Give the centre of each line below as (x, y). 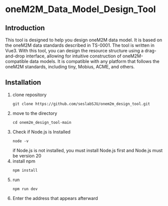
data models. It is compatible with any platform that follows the (95, 61)
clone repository (29, 95)
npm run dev (25, 189)
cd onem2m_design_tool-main (42, 122)
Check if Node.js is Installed (41, 131)
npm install (25, 170)
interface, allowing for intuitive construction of (74, 56)
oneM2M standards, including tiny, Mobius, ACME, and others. (70, 67)
